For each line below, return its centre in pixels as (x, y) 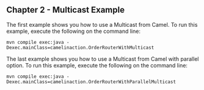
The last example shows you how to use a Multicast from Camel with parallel (103, 59)
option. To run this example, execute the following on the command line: (97, 65)
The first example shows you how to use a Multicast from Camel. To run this (102, 24)
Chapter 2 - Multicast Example (66, 10)
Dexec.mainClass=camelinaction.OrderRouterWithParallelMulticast (91, 81)
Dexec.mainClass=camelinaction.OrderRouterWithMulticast (80, 47)
